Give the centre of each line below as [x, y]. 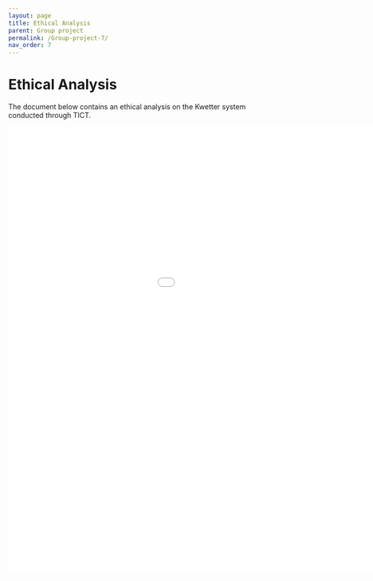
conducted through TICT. [50, 116]
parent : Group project [46, 30]
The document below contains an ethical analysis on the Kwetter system [127, 107]
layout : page [30, 16]
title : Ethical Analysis [49, 23]
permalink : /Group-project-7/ [59, 38]
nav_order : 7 [30, 45]
